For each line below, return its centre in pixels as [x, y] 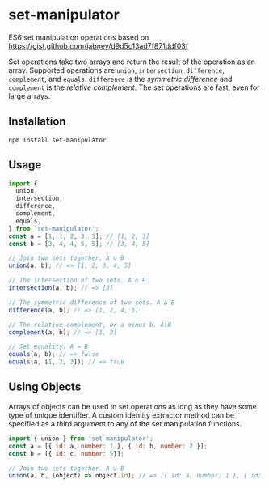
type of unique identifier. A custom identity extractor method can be [122, 415]
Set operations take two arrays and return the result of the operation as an [132, 62]
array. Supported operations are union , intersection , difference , [116, 70]
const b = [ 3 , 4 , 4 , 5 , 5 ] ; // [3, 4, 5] [79, 244]
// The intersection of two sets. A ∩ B [78, 281]
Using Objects [45, 387]
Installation [37, 122]
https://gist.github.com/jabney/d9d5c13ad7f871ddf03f [98, 45]
